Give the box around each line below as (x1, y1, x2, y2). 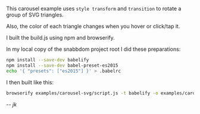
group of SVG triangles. (6, 11, 64, 18)
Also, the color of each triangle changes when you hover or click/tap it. (6, 23, 180, 30)
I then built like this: (6, 79, 54, 86)
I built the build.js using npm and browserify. (6, 34, 115, 41)
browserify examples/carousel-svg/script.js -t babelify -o (6, 90, 159, 96)
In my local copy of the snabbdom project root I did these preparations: (6, 45, 181, 53)
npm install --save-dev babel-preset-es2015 (6, 62, 118, 69)
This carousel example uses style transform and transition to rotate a (6, 5, 182, 12)
